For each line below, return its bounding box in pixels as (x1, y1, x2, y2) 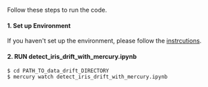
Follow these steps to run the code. (7, 6, 107, 14)
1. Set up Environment (7, 21, 71, 29)
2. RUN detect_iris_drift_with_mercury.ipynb (7, 52, 137, 60)
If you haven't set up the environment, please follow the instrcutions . (7, 37, 202, 45)
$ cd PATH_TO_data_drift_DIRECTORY (7, 68, 110, 75)
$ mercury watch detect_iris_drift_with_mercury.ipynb (7, 73, 168, 81)
